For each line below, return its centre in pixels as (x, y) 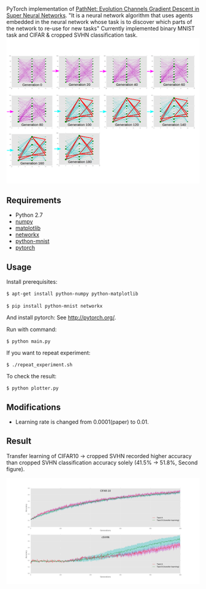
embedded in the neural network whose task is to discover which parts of (99, 22)
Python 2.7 (29, 215)
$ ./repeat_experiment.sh (39, 365)
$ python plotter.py (33, 388)
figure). (16, 469)
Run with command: (32, 330)
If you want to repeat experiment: (48, 353)
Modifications (34, 407)
